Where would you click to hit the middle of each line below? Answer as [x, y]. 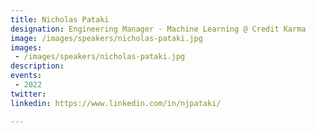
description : [37, 66]
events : [26, 76]
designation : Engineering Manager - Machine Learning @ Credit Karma [158, 29]
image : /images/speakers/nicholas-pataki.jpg [106, 38]
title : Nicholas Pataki [60, 19]
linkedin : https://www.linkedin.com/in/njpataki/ [116, 103]
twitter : [28, 94]
